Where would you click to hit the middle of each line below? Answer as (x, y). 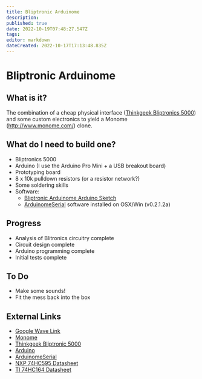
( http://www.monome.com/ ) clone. (49, 126)
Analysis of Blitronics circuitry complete (64, 238)
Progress (24, 223)
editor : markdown (28, 40)
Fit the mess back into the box (53, 297)
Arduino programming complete (55, 251)
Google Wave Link (37, 331)
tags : (13, 35)
